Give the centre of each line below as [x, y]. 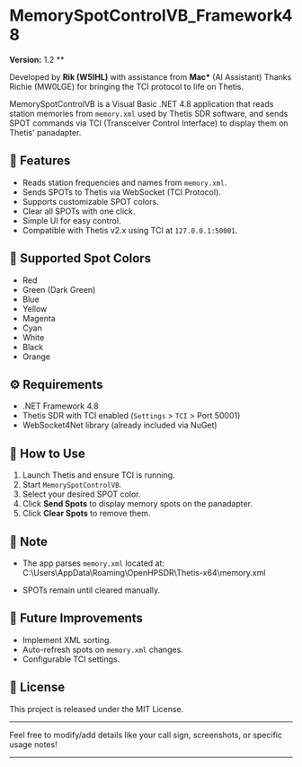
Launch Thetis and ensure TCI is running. [98, 475]
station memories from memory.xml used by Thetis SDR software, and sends [149, 113]
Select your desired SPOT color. [81, 494]
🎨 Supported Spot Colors [80, 258]
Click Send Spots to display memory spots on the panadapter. [138, 504]
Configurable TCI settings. [71, 659]
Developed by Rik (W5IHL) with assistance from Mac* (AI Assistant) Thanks [151, 76]
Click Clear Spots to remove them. [86, 514]
